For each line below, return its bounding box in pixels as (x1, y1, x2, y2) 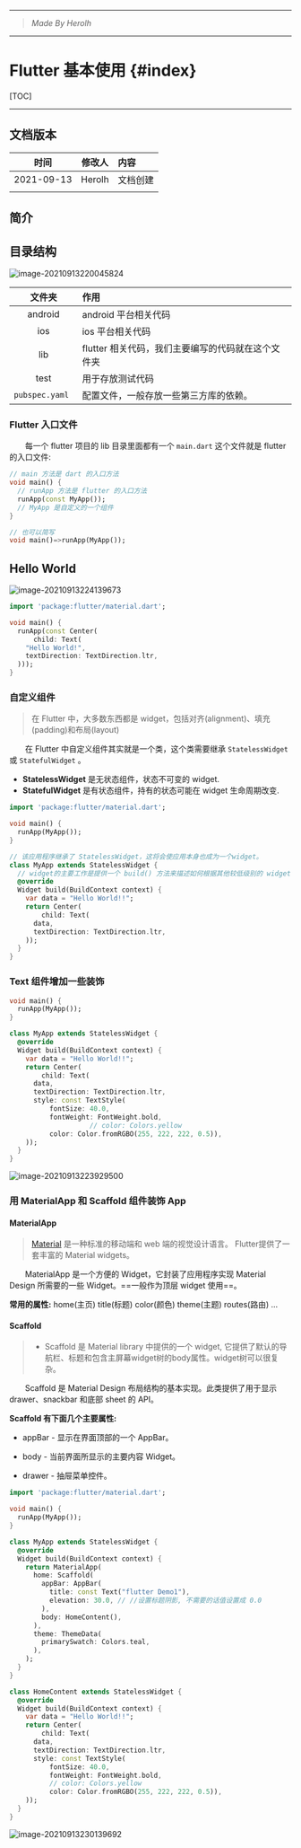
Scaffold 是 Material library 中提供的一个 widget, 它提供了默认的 (44, 1342, 279, 1352)
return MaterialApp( (25, 1562, 102, 1571)
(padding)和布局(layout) (30, 725, 120, 735)
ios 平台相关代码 (82, 325, 151, 338)
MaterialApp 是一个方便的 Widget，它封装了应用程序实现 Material (25, 1269, 267, 1280)
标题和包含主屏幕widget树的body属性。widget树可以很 (68, 1352, 271, 1363)
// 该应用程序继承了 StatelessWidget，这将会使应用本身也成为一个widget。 (9, 852, 263, 861)
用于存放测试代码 (82, 372, 154, 384)
